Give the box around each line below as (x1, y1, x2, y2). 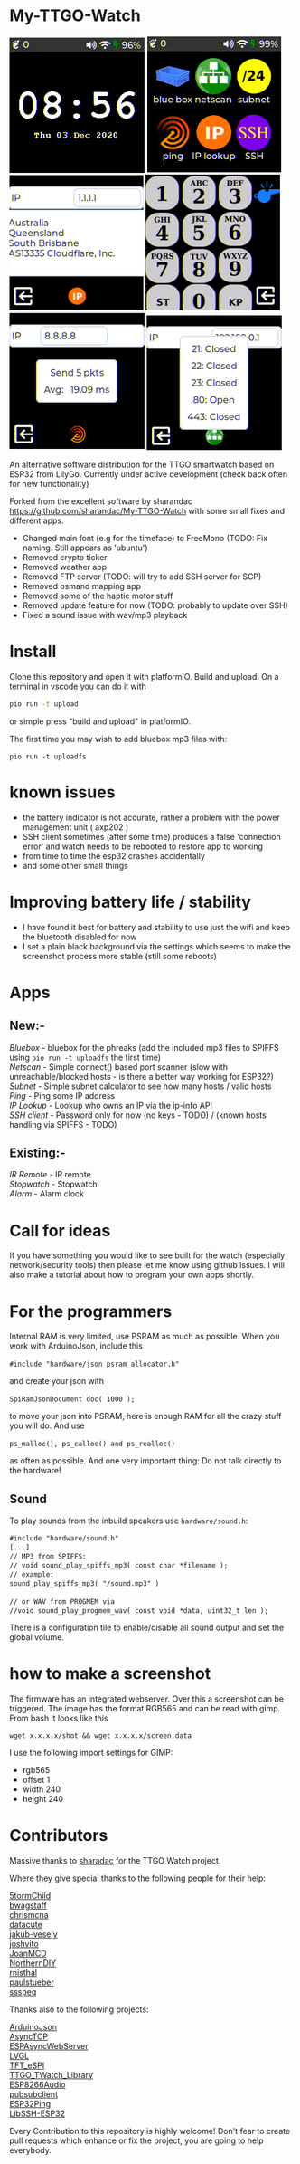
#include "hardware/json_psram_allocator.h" (9, 1359, 180, 1369)
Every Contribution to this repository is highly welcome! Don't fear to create (9, 2126, 291, 2136)
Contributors (9, 1826, 108, 1846)
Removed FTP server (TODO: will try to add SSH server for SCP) (22, 571, 262, 582)
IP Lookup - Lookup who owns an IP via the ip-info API (9, 1100, 212, 1111)
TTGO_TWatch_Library (9, 2070, 93, 2080)
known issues (9, 782, 116, 802)
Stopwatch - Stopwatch (9, 1178, 98, 1190)
